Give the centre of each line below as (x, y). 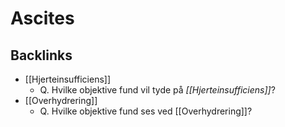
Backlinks (41, 55)
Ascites (42, 18)
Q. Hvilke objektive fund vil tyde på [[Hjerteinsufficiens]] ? (157, 90)
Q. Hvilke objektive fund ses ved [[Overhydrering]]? (146, 111)
